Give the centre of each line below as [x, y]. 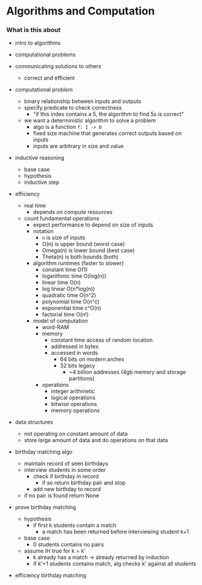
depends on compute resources [73, 212]
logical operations [73, 398]
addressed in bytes [75, 346]
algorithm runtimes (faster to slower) [78, 263]
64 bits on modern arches [92, 359]
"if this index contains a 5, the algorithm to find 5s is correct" [109, 114]
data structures [34, 422]
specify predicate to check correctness [73, 108]
